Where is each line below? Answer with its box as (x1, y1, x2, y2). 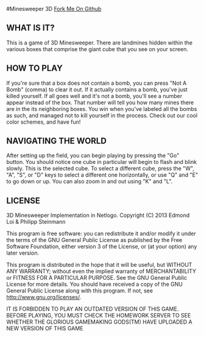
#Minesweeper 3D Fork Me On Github (6, 5, 102, 12)
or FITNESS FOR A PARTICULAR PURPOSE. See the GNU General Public (6, 274, 188, 282)
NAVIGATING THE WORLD (6, 136, 107, 146)
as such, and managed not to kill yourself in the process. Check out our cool (6, 112, 198, 119)
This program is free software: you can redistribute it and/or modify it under (6, 230, 196, 237)
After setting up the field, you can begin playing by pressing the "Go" (6, 152, 180, 159)
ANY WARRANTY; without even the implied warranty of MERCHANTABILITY (6, 268, 197, 275)
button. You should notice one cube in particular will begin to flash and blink (6, 158, 197, 166)
